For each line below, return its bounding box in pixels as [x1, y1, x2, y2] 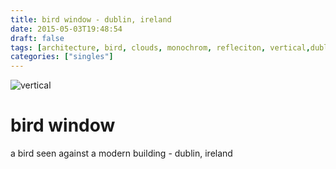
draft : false [10, 33, 65, 43]
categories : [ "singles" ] [10, 52, 114, 62]
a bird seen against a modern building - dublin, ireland [10, 147, 233, 160]
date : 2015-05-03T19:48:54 [10, 24, 123, 34]
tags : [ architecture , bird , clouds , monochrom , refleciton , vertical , [10, 42, 311, 53]
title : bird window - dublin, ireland [10, 14, 172, 25]
